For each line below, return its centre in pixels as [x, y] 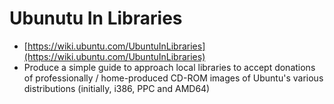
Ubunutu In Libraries [96, 18]
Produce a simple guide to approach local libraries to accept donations [169, 67]
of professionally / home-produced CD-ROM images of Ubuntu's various [173, 78]
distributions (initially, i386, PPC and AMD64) [117, 88]
